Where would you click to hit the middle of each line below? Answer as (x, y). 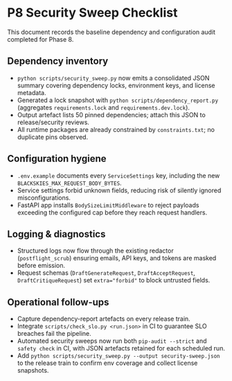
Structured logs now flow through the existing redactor (96, 251)
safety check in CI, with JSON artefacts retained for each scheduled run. (121, 348)
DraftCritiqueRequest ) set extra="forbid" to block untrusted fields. (114, 280)
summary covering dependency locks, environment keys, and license (116, 85)
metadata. (32, 92)
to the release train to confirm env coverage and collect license (107, 363)
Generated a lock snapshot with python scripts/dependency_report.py (118, 100)
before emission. (41, 266)
